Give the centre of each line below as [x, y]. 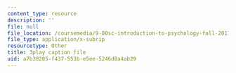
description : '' [31, 20]
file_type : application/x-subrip [56, 40]
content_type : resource [42, 14]
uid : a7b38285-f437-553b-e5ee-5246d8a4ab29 [72, 59]
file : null [23, 26]
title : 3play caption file [47, 53]
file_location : [29, 33]
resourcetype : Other [38, 46]
